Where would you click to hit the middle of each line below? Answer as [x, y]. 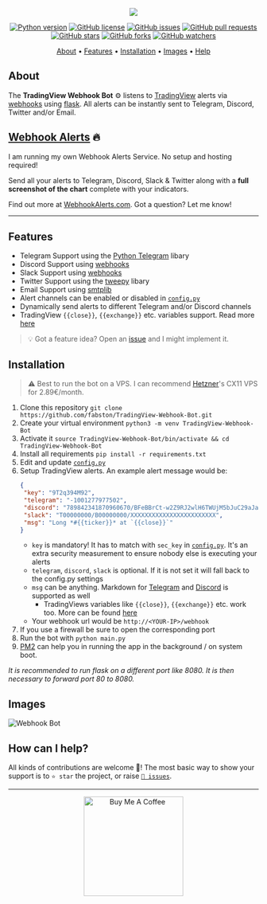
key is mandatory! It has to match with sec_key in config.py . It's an [140, 545]
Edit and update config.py [62, 463]
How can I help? [48, 748]
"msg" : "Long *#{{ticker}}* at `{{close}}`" [98, 522]
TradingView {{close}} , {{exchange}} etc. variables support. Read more [137, 315]
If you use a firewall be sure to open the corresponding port [118, 630]
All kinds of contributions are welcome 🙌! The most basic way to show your [132, 767]
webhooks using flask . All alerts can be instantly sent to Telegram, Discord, [131, 104]
